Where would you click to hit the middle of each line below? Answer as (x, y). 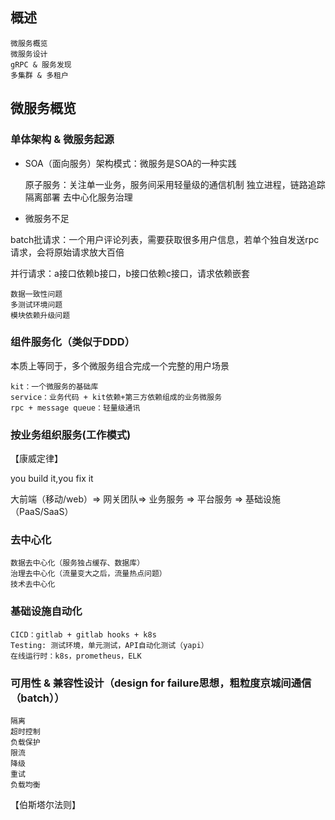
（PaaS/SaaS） (42, 512)
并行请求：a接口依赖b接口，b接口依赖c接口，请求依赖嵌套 (130, 273)
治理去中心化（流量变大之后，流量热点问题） (88, 574)
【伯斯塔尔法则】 (45, 804)
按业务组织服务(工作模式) (71, 435)
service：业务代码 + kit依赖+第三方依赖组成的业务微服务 (116, 397)
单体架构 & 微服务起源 (62, 140)
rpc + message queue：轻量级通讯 (75, 408)
